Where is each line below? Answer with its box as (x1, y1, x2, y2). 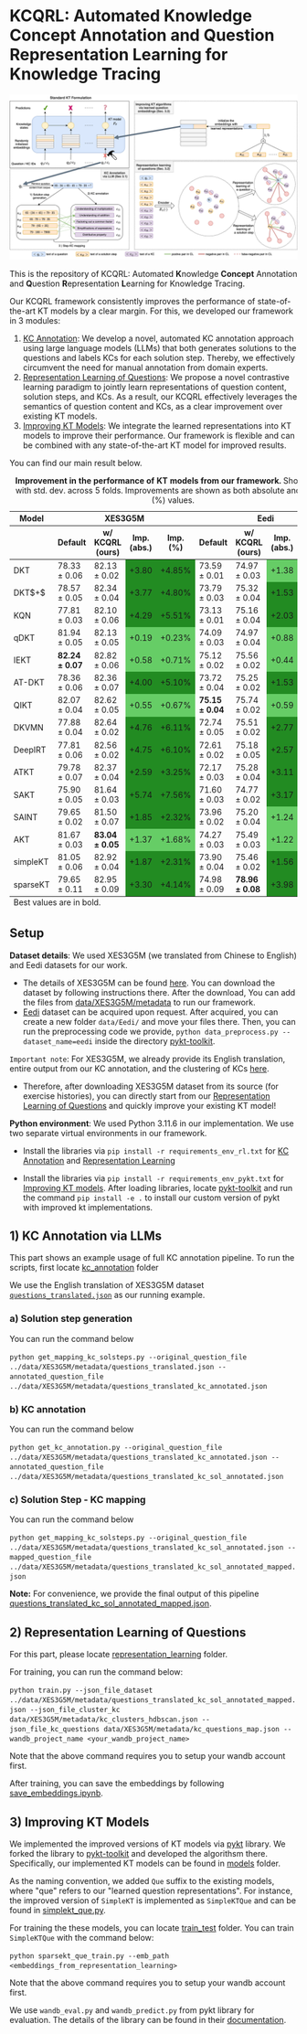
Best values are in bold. (13, 897, 101, 908)
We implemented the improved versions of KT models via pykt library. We (9, 1838, 286, 1849)
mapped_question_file (9, 1553, 92, 1562)
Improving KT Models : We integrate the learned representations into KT (22, 421, 292, 431)
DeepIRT (13, 744, 47, 755)
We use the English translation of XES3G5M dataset (9, 1280, 205, 1291)
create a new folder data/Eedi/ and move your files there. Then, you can (22, 1016, 296, 1027)
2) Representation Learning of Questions (9, 1624, 247, 1640)
